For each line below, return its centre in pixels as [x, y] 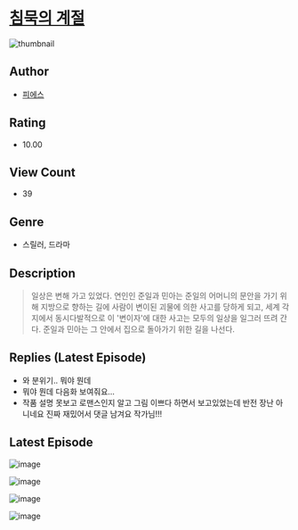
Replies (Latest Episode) [78, 358]
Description [42, 273]
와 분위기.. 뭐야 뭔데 [56, 380]
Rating [28, 123]
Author [29, 72]
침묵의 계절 [47, 18]
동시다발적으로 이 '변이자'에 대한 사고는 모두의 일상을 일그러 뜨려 [166, 318]
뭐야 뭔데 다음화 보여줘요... [68, 391]
